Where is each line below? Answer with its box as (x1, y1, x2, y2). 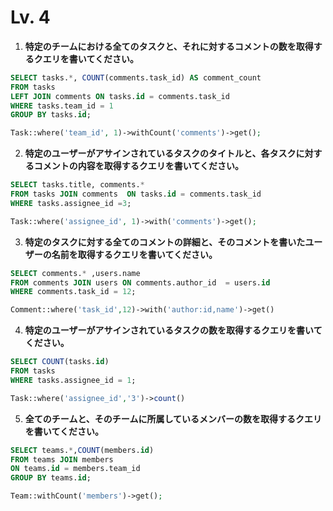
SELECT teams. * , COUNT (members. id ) (10, 445, 155, 455)
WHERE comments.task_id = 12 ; (10, 287, 137, 297)
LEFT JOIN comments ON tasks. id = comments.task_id (10, 91, 230, 101)
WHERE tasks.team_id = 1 (10, 101, 114, 111)
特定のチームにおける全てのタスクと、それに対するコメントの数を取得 (24, 40, 314, 52)
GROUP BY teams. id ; (10, 473, 92, 483)
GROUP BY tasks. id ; (10, 110, 92, 120)
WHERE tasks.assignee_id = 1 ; (10, 375, 137, 385)
